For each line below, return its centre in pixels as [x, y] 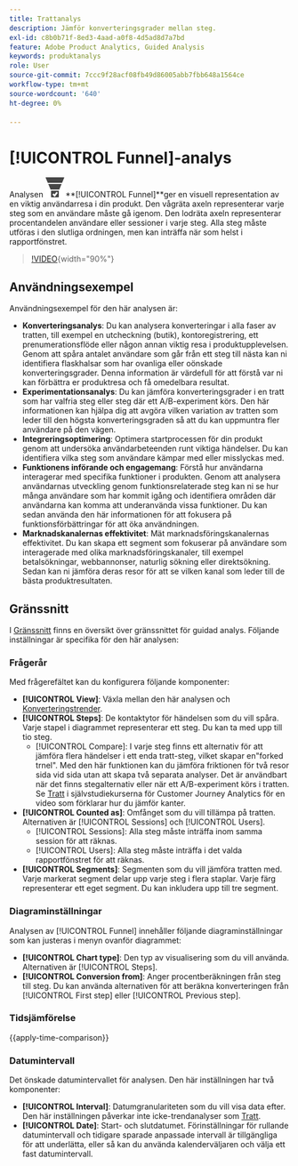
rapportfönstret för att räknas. [90, 860]
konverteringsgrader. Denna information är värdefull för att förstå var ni [152, 373]
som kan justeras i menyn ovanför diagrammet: [96, 940]
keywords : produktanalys [55, 56]
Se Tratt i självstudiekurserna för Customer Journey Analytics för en [160, 794]
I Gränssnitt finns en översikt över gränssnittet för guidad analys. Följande [145, 630]
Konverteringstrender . [62, 709]
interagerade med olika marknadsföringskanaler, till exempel [133, 552]
